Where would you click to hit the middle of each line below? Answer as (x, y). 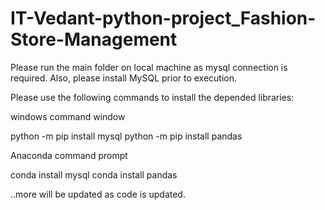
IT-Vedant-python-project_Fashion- (163, 18)
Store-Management (94, 39)
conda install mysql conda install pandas (94, 174)
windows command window (68, 116)
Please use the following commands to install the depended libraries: (152, 97)
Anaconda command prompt (69, 155)
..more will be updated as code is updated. (98, 194)
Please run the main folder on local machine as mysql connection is (149, 67)
